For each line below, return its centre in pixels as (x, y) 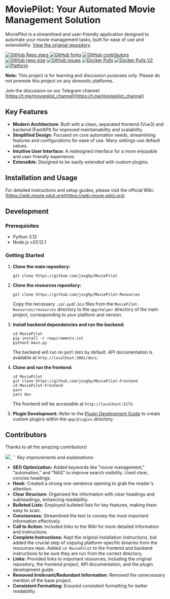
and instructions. (30, 532)
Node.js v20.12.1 (29, 242)
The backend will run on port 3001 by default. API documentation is (82, 352)
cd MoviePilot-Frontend (38, 385)
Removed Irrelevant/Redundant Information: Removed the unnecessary (89, 575)
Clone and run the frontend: (42, 367)
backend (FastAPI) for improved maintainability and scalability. (78, 129)
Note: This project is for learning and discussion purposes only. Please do (83, 75)
